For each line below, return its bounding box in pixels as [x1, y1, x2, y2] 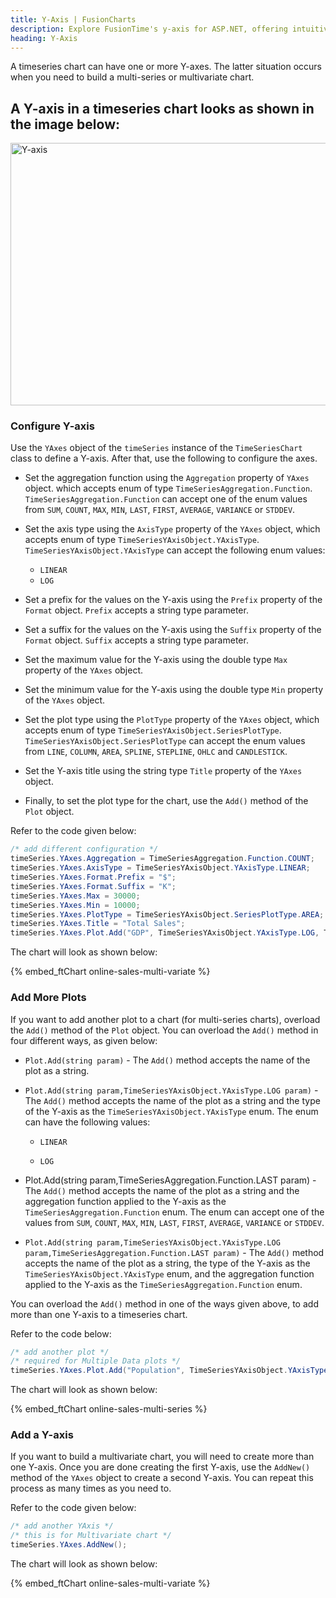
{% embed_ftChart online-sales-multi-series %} [10, 1403, 208, 1415]
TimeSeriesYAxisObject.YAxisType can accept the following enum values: [24, 544, 326, 556]
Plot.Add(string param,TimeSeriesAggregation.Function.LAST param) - [24, 1174, 317, 1186]
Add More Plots [10, 991, 87, 1005]
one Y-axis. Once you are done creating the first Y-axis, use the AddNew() [10, 1461, 311, 1473]
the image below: [10, 116, 120, 133]
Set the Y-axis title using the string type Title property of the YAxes [24, 765, 303, 777]
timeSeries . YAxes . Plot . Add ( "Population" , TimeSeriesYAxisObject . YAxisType [10, 1366, 329, 1376]
